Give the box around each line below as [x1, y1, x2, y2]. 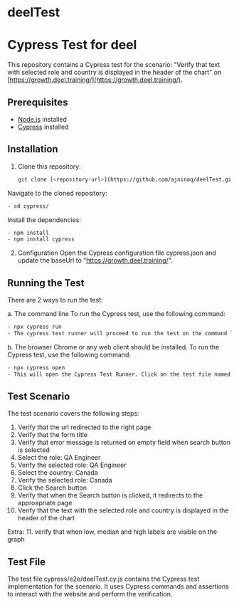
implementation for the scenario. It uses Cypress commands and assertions [7, 582, 229, 591]
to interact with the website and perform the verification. [7, 590, 173, 599]
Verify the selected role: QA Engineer [17, 461, 127, 470]
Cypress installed [17, 122, 69, 131]
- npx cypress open [7, 364, 65, 371]
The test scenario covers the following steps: [7, 409, 139, 418]
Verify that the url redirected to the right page [17, 423, 152, 431]
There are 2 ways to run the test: [7, 296, 103, 305]
